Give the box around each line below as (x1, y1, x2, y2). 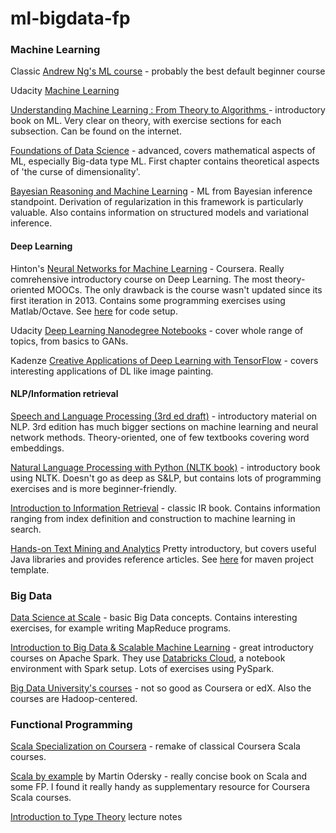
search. (10, 523, 42, 535)
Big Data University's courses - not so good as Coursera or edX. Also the (10, 682, 312, 694)
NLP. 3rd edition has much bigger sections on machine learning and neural (10, 420, 319, 432)
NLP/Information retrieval (10, 388, 119, 400)
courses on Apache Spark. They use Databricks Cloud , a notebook (10, 652, 286, 664)
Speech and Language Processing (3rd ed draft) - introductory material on (10, 410, 318, 422)
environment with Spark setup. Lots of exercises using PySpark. (10, 663, 275, 675)
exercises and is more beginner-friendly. (10, 482, 178, 494)
